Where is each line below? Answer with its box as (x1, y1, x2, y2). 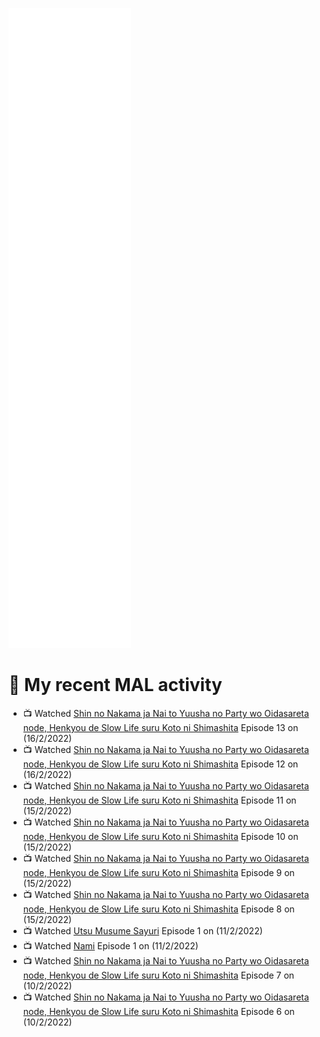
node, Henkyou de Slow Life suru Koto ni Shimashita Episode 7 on (22, 969, 295, 981)
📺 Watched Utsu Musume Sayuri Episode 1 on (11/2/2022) (22, 924, 263, 937)
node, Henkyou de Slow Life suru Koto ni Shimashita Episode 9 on (22, 866, 295, 878)
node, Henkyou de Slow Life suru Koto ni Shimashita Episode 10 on (22, 830, 299, 842)
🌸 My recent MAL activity (8, 674, 223, 697)
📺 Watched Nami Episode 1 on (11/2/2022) (22, 939, 199, 952)
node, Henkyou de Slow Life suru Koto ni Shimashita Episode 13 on (22, 721, 299, 733)
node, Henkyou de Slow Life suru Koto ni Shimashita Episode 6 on (22, 1005, 295, 1017)
